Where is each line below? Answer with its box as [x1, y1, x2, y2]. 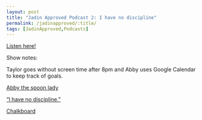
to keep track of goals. [6, 72, 63, 79]
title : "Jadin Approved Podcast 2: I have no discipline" [6, 15, 157, 21]
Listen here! [6, 42, 37, 50]
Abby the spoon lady [6, 84, 59, 92]
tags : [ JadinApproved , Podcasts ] [6, 25, 88, 32]
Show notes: [6, 54, 38, 61]
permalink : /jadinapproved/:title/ [6, 20, 97, 26]
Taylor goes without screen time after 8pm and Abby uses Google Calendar [6, 66, 197, 73]
